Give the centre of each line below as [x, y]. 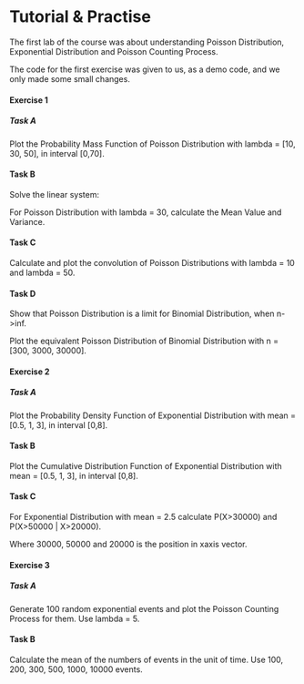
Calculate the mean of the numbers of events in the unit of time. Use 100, [147, 659]
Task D [23, 293]
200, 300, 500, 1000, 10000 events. [76, 669]
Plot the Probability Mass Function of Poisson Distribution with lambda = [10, [152, 144]
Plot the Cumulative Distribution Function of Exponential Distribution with [146, 465]
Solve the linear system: [55, 194]
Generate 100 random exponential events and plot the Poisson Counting [144, 608]
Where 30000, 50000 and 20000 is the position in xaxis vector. [128, 545]
